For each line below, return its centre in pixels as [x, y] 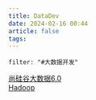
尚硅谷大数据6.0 [35, 79]
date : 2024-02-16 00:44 [48, 24]
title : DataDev [34, 16]
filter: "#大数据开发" [44, 63]
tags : [17, 39]
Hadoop [22, 88]
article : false [34, 31]
